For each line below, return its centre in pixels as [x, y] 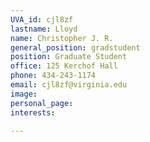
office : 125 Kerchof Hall [64, 66]
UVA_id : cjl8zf [42, 19]
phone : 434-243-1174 [53, 76]
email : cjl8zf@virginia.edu [69, 85]
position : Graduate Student [69, 57]
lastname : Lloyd [44, 29]
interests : [33, 112]
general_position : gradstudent [75, 47]
